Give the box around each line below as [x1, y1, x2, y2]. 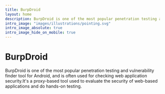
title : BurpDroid [5, 7, 41, 12]
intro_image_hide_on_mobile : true [5, 30, 76, 35]
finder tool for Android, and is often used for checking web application [5, 72, 147, 79]
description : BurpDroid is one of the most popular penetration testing [5, 16, 157, 21]
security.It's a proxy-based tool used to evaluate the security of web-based [5, 78, 158, 84]
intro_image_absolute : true [5, 26, 63, 31]
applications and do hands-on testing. [5, 83, 82, 89]
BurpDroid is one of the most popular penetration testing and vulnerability [5, 67, 155, 73]
